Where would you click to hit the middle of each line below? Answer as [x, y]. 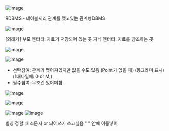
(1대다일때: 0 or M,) [33, 76]
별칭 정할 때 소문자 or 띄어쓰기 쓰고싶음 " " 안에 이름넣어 [62, 123]
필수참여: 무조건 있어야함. [38, 83]
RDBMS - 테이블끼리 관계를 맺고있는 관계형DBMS [55, 18]
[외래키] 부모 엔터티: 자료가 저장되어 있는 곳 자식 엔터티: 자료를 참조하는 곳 [79, 39]
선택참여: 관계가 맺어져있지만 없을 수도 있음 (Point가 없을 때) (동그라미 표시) [88, 70]
